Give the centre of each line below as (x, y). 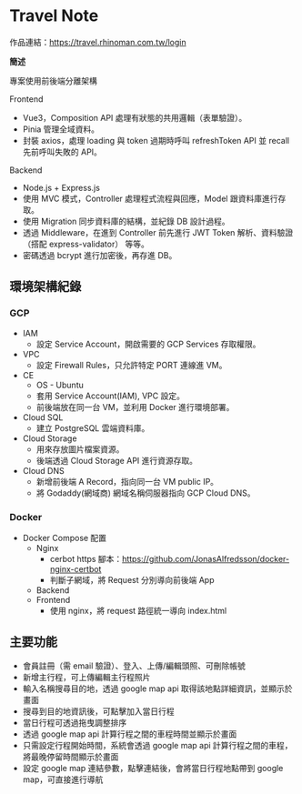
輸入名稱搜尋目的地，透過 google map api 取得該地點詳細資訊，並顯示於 (157, 688)
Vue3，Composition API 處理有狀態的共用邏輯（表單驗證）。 (135, 117)
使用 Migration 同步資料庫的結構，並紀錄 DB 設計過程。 (126, 221)
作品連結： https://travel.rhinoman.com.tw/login (98, 42)
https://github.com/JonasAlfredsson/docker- (205, 558)
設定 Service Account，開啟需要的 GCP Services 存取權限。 (148, 344)
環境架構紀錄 (45, 287)
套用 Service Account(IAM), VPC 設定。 (110, 396)
